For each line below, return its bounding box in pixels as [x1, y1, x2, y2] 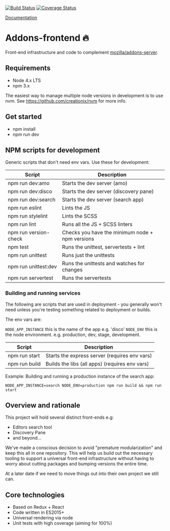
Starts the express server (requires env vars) [45, 352, 152, 359]
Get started [5, 113, 42, 121]
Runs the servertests [62, 274, 111, 281]
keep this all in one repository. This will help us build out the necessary [5, 450, 153, 456]
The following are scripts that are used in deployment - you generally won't [5, 301, 162, 307]
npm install [12, 126, 36, 132]
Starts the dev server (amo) [62, 180, 128, 187]
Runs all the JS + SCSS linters [62, 221, 133, 228]
